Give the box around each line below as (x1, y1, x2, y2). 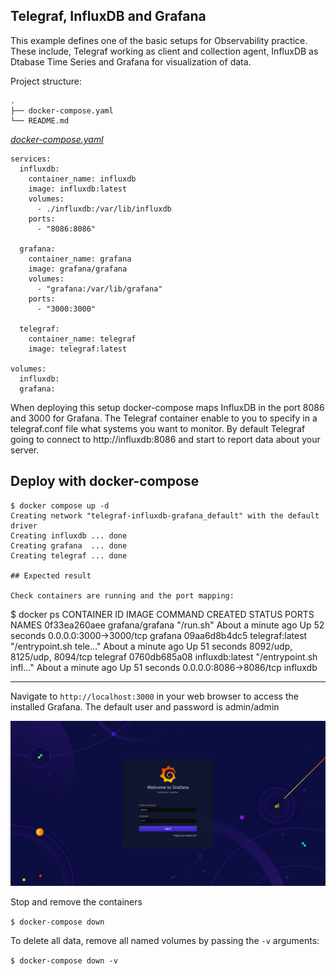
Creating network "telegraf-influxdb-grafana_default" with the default (10, 510, 320, 521)
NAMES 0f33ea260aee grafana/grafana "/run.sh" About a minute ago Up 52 (10, 619, 325, 631)
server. (10, 444, 40, 456)
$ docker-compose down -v (10, 956, 118, 966)
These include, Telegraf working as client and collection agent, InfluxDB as (10, 45, 319, 57)
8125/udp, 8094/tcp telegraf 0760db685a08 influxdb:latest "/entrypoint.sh (10, 650, 318, 663)
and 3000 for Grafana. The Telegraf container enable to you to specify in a (10, 412, 318, 424)
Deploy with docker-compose (10, 473, 200, 490)
